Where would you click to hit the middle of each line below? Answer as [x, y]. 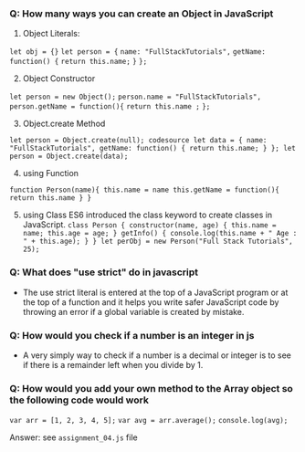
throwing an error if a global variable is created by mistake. [133, 311]
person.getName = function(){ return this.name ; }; [110, 107]
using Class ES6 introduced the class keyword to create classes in [147, 215]
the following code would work [79, 400]
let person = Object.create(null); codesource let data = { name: [138, 141]
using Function [51, 173]
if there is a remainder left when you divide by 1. [113, 364]
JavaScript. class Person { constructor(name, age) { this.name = [149, 225]
